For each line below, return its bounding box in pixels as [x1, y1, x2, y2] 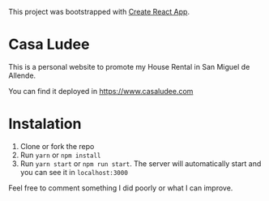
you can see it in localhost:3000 [19, 167, 128, 177]
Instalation [8, 115, 82, 133]
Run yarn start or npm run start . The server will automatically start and [19, 158, 262, 169]
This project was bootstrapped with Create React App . [8, 7, 190, 16]
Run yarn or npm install [19, 150, 101, 160]
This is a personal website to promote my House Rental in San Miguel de [8, 62, 250, 71]
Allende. [8, 71, 36, 80]
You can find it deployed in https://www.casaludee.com [8, 86, 194, 96]
